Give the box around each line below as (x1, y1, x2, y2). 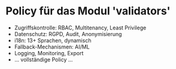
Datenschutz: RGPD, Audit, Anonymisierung (14, 30, 122, 37)
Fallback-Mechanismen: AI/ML (14, 43, 90, 50)
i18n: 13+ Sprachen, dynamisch (14, 37, 92, 44)
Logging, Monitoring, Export (14, 49, 84, 56)
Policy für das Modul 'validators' (5, 4, 171, 18)
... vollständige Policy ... (14, 56, 73, 63)
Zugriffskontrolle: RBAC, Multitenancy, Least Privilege (14, 24, 147, 31)
